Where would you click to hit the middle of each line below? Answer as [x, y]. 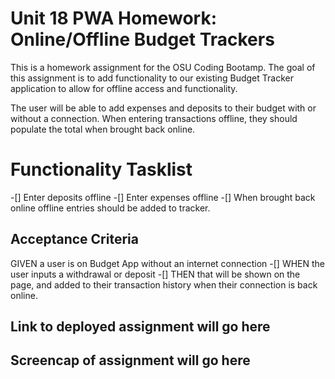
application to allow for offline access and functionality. [124, 88]
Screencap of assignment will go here [130, 360]
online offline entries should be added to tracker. [110, 208]
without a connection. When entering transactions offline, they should [154, 118]
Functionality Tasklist [101, 169]
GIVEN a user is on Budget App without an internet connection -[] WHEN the [167, 263]
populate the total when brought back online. [103, 129]
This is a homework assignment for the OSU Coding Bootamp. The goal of [163, 67]
